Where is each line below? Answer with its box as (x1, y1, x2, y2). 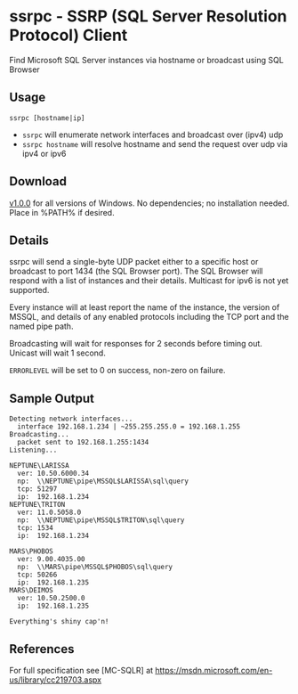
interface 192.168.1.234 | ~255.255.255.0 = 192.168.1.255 (17, 422, 241, 431)
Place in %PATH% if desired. (9, 207, 115, 217)
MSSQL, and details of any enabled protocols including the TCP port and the (9, 312, 289, 323)
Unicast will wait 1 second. (9, 347, 107, 358)
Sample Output (9, 390, 95, 406)
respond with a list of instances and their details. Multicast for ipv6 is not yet (9, 275, 289, 286)
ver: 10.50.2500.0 (17, 594, 86, 603)
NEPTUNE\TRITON (9, 501, 66, 510)
